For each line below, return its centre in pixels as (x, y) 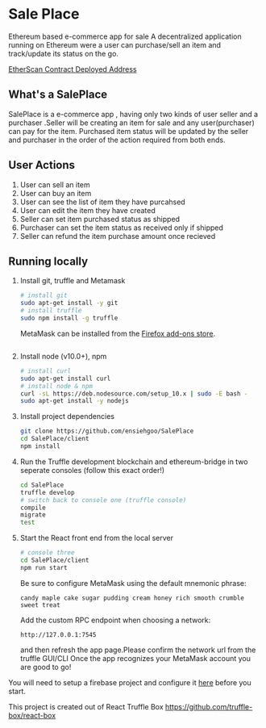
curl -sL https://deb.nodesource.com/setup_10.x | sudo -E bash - (134, 393)
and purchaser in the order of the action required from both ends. (117, 140)
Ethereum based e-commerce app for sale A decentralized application (125, 36)
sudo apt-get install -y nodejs (74, 401)
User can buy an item (56, 193)
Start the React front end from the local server (97, 538)
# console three (47, 553)
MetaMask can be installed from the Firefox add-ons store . (118, 333)
